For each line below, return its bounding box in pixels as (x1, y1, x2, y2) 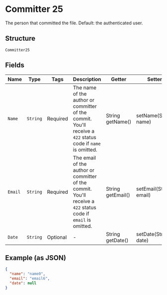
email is (73, 216, 91, 223)
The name (73, 84, 97, 91)
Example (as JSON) (5, 253, 66, 262)
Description (73, 75, 101, 82)
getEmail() (106, 191, 130, 198)
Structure (5, 34, 36, 43)
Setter (147, 75, 163, 82)
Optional (47, 233, 67, 240)
